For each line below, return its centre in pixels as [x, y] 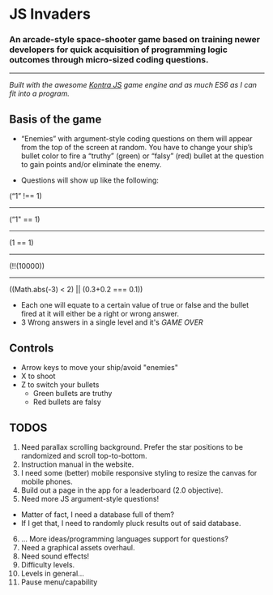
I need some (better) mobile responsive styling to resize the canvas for [139, 472]
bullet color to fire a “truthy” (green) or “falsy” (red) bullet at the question [142, 156]
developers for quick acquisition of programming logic [118, 50]
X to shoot [38, 376]
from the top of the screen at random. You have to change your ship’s [137, 148]
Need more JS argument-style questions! [90, 498]
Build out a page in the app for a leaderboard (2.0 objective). [122, 490]
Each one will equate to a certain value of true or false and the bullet [135, 305]
